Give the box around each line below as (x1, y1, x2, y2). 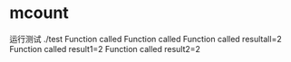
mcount (9, 3, 70, 23)
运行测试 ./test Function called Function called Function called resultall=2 (9, 33, 283, 44)
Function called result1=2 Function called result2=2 (9, 43, 201, 54)
